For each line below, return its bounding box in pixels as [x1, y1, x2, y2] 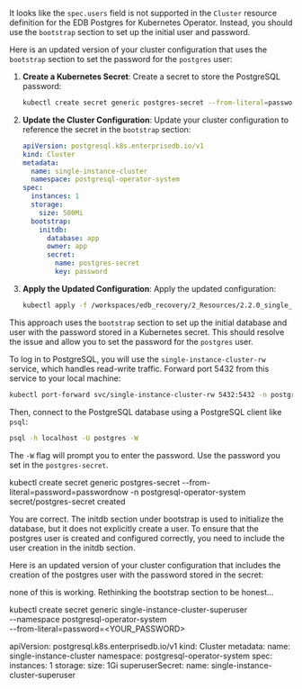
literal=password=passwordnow [9, 486, 129, 497]
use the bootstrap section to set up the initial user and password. [9, 27, 251, 37]
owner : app [46, 242, 88, 251]
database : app [46, 233, 100, 242]
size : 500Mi [39, 208, 84, 217]
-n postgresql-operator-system [129, 486, 246, 497]
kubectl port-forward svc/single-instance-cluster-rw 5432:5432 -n [9, 390, 268, 399]
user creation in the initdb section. [9, 542, 137, 553]
